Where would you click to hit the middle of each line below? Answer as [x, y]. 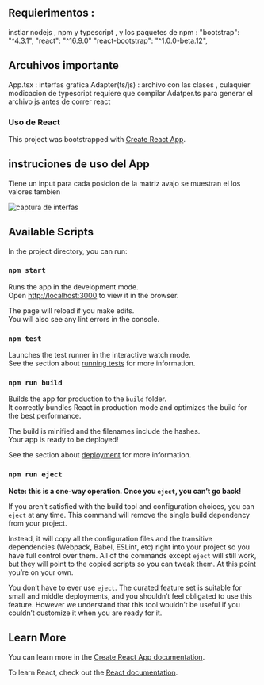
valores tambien [34, 191]
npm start [27, 270]
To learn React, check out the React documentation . [93, 672]
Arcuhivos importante [63, 65]
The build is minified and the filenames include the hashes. [104, 431]
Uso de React [34, 122]
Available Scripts [51, 232]
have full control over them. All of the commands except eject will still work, [132, 555]
